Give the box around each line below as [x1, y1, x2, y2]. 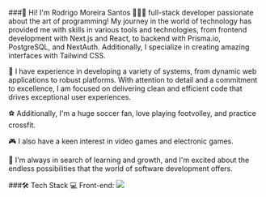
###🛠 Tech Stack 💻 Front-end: [8, 181, 115, 190]
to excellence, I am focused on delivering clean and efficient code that [8, 84, 243, 93]
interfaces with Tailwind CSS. [8, 51, 107, 60]
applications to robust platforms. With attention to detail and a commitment [8, 75, 258, 84]
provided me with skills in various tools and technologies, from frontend [8, 25, 247, 34]
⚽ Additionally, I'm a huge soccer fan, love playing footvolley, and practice [8, 109, 256, 118]
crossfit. [8, 120, 36, 130]
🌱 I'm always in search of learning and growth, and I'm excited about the [8, 155, 250, 165]
